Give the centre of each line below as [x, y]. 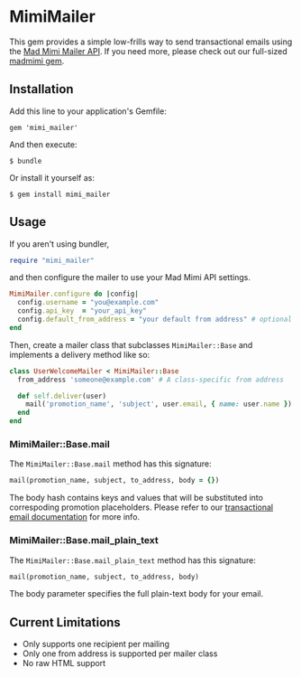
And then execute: [43, 144]
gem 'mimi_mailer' [44, 127]
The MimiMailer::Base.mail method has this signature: [110, 464]
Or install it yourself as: [52, 177]
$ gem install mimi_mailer [60, 194]
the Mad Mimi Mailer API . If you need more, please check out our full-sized [149, 51]
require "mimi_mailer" [52, 260]
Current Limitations [65, 622]
